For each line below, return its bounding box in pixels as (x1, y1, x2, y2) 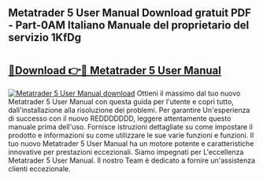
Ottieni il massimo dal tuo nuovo (136, 88, 241, 98)
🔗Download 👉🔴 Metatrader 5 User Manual (8, 63, 222, 77)
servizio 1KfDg (8, 31, 81, 44)
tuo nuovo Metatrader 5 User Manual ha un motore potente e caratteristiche (8, 139, 254, 148)
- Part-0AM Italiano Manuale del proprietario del (8, 19, 250, 32)
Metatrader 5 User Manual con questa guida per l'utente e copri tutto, (8, 97, 235, 106)
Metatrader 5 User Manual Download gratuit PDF (8, 6, 252, 20)
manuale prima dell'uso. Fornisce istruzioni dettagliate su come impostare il (8, 122, 254, 131)
